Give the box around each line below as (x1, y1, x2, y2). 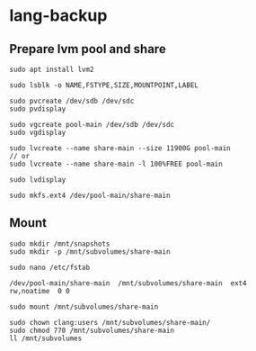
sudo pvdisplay (9, 104, 66, 113)
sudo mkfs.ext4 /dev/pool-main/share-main (9, 191, 171, 200)
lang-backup (9, 5, 108, 26)
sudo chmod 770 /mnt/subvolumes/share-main (9, 326, 175, 335)
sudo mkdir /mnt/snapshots (9, 239, 110, 248)
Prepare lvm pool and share (9, 41, 166, 57)
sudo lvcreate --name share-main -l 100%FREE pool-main (9, 159, 223, 168)
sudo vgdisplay (9, 128, 66, 137)
